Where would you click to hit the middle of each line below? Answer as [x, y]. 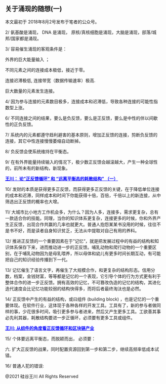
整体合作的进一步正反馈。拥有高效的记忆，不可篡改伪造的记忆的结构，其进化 [83, 282]
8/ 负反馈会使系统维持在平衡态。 [38, 151]
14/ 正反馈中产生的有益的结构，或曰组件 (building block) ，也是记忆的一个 [80, 299]
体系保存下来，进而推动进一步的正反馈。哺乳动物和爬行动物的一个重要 [81, 247]
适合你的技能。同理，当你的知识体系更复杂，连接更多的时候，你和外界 [85, 218]
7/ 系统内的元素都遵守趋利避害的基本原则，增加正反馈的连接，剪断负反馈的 [81, 134]
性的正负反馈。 [20, 124]
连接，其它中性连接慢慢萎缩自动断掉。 [44, 141]
